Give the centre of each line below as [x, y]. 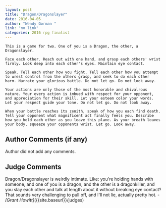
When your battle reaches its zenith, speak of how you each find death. [83, 111]
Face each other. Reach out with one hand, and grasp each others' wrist [83, 59]
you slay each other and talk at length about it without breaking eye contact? [83, 189]
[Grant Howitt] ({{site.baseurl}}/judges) [45, 200]
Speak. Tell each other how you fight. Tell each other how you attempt [82, 72]
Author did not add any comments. [40, 151]
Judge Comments [33, 167]
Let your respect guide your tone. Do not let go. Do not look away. [79, 103]
